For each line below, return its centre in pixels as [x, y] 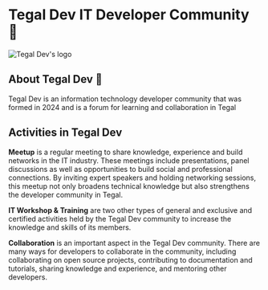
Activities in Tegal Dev [65, 133]
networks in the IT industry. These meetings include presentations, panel [129, 160]
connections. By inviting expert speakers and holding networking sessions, [132, 178]
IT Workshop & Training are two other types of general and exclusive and [130, 210]
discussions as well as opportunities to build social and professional [120, 169]
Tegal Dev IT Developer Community [129, 15]
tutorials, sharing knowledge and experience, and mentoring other [118, 268]
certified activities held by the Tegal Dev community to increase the [120, 219]
